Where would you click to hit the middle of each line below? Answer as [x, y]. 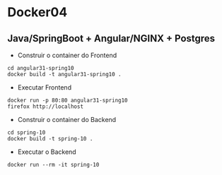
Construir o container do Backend [67, 120]
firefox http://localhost [45, 107]
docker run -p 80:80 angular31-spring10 [68, 100]
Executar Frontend [45, 87]
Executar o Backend [47, 152]
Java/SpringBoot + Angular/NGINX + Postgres [111, 38]
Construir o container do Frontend [67, 55]
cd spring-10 [27, 133]
